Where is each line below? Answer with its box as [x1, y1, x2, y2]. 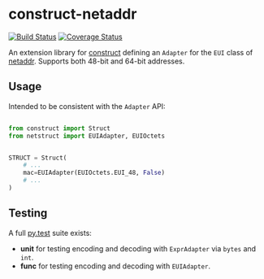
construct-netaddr [8, 5, 137, 24]
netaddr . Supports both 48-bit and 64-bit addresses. [8, 56, 185, 66]
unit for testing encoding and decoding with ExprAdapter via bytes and [19, 243, 257, 253]
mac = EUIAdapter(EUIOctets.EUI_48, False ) [23, 168, 165, 177]
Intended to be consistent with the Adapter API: [8, 101, 166, 111]
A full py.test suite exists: [8, 228, 92, 238]
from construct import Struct [8, 124, 111, 133]
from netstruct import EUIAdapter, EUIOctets [8, 132, 165, 140]
